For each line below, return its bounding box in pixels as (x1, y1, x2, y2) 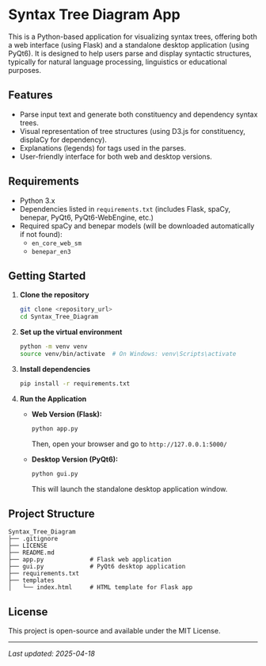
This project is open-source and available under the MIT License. (8, 626, 221, 636)
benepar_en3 (31, 247, 71, 255)
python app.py (31, 424, 78, 433)
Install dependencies (19, 364, 91, 373)
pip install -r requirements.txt (19, 379, 131, 388)
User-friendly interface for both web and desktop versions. (19, 151, 212, 161)
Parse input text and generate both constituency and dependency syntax (19, 109, 258, 119)
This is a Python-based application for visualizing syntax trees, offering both (8, 32, 257, 41)
